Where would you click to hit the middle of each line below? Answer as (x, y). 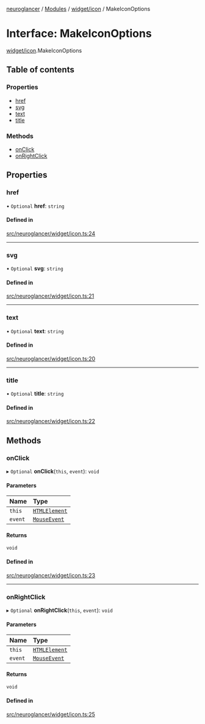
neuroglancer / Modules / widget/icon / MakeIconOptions (78, 9)
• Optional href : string (35, 206)
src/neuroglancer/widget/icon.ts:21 (50, 296)
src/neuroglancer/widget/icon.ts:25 (51, 714)
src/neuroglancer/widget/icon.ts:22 (51, 421)
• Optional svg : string (35, 268)
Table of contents (40, 70)
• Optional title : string (35, 394)
